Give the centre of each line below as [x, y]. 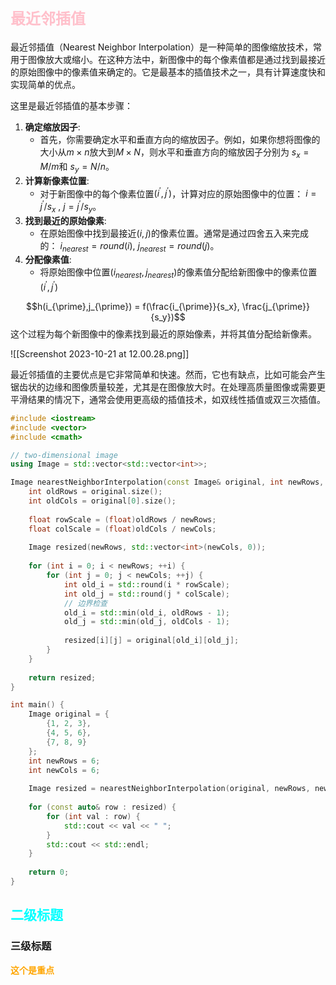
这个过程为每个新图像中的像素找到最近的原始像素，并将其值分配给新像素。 [163, 333]
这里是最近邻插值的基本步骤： [71, 105]
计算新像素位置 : [57, 180]
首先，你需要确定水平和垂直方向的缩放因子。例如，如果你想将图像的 [180, 139]
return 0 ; [49, 872]
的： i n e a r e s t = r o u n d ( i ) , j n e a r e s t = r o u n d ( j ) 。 [129, 246]
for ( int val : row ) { [93, 816]
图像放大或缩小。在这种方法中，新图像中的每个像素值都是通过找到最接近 [176, 59]
